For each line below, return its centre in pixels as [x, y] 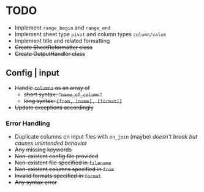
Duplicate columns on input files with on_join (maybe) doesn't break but [106, 137]
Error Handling [28, 123]
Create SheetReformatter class [54, 47]
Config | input [32, 73]
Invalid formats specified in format [58, 176]
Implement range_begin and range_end [62, 28]
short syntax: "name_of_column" [63, 94]
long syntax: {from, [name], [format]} [73, 101]
